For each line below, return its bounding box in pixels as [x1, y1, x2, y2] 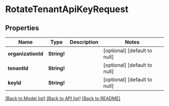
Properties [5, 24, 39, 32]
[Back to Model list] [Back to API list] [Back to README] [5, 95, 121, 101]
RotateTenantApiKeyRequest [5, 4, 129, 15]
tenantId [8, 65, 29, 72]
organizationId [8, 50, 44, 57]
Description [69, 39, 99, 45]
